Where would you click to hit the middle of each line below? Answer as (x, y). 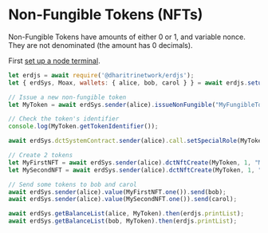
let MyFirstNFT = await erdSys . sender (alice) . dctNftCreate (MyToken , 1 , (130, 162)
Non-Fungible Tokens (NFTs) (106, 15)
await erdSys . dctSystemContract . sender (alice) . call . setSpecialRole (123, 141)
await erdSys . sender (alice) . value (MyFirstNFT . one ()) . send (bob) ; (117, 192)
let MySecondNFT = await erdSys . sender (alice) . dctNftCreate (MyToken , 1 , (132, 170)
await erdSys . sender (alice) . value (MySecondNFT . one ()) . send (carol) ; (123, 199)
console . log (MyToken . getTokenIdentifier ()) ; (83, 126)
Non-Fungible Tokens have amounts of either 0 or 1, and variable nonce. (127, 37)
